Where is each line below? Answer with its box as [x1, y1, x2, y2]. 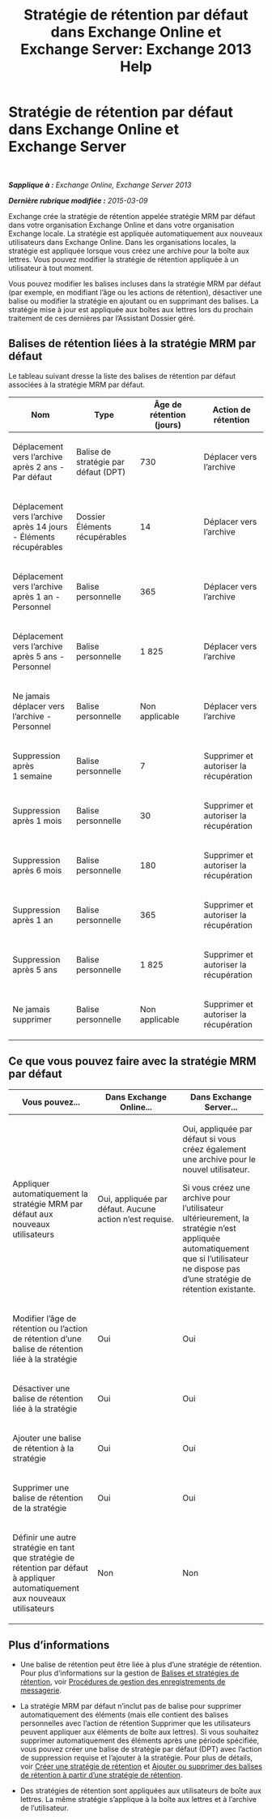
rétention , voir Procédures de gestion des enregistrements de [19, 1677, 226, 1687]
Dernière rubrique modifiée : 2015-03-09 [8, 195, 148, 205]
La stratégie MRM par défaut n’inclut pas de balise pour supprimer [19, 1701, 242, 1711]
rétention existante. [182, 1283, 256, 1294]
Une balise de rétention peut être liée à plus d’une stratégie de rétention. [19, 1660, 262, 1670]
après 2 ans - [12, 461, 65, 472]
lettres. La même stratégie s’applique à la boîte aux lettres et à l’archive [19, 1795, 257, 1804]
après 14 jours [12, 521, 69, 532]
